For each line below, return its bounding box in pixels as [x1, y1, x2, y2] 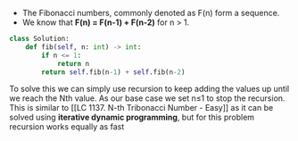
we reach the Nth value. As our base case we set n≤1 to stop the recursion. [9, 93, 286, 104]
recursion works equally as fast [9, 121, 125, 132]
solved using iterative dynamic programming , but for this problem [9, 112, 255, 123]
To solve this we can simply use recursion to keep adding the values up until [9, 84, 290, 95]
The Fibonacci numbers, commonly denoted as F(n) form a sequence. [21, 8, 280, 18]
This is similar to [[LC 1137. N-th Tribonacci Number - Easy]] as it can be [9, 103, 274, 113]
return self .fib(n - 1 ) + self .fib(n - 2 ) [41, 67, 186, 77]
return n [56, 59, 90, 68]
